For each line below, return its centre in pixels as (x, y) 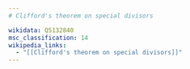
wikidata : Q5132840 (41, 30)
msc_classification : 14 (49, 38)
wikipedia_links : (38, 45)
